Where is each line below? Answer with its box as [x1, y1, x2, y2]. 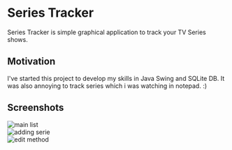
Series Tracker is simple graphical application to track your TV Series [7, 28, 206, 36]
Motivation [7, 56, 56, 68]
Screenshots [7, 102, 64, 114]
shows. [7, 35, 28, 43]
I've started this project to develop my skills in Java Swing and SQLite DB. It [7, 74, 225, 82]
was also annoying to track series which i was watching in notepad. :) [7, 82, 208, 90]
